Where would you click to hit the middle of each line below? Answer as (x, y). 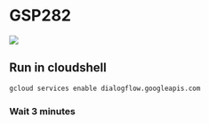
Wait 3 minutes (42, 111)
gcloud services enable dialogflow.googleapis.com (105, 88)
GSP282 (40, 16)
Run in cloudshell (58, 68)
